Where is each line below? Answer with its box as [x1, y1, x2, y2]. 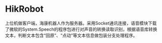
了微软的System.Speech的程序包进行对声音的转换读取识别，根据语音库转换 [5, 26, 158, 32]
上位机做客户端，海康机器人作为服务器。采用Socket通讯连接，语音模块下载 [5, 20, 157, 26]
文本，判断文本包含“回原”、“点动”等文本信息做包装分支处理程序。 [5, 32, 137, 38]
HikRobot [5, 3, 44, 15]
